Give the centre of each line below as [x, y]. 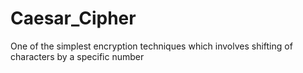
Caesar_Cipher [73, 18]
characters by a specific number [77, 56]
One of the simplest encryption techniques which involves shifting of [151, 46]
